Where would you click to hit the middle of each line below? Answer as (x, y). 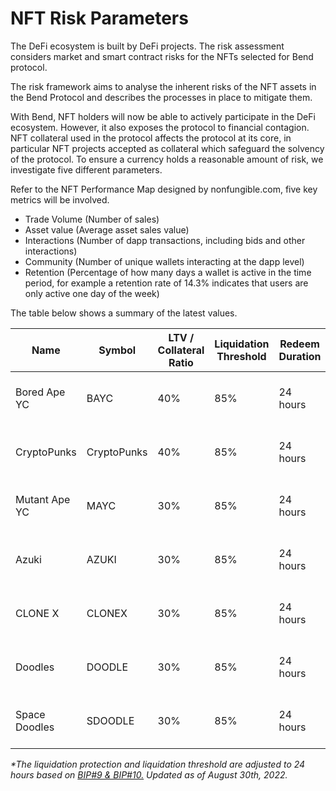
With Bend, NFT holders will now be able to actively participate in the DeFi (163, 116)
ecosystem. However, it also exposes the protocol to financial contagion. (160, 127)
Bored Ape (40, 392)
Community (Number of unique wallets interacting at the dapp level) (164, 261)
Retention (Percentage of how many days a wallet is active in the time (168, 272)
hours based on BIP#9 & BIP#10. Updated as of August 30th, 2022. (149, 774)
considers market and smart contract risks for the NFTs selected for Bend (162, 56)
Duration (300, 356)
